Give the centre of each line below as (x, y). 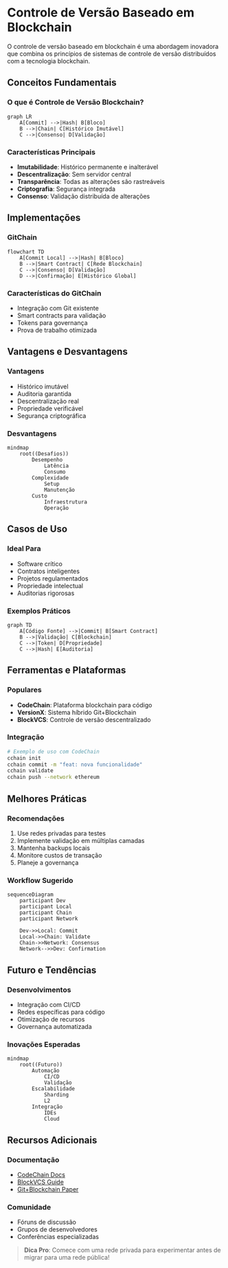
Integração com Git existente (58, 308)
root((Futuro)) (41, 1065)
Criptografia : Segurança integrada (66, 189)
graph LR (20, 116)
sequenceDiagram (30, 895)
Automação (46, 1071)
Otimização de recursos (51, 1019)
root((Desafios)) (44, 454)
